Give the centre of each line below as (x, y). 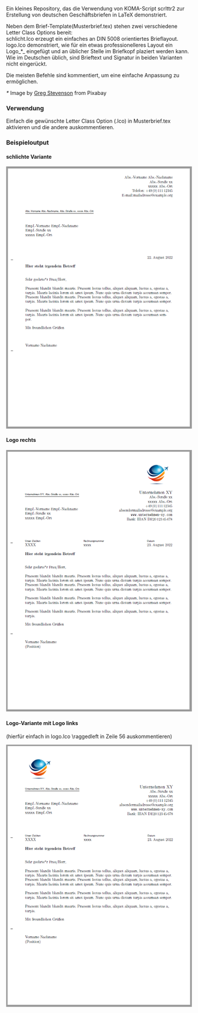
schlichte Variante (29, 156)
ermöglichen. (22, 81)
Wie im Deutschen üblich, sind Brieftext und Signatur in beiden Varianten (94, 58)
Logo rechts (21, 440)
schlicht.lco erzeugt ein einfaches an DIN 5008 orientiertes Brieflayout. (92, 39)
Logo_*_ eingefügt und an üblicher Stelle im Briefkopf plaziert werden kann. (98, 51)
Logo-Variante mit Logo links (42, 723)
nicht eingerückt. (27, 64)
